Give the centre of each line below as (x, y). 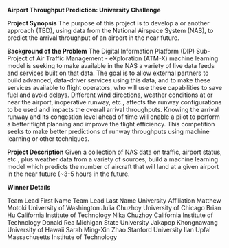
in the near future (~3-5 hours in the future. (68, 174)
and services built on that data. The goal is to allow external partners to (108, 73)
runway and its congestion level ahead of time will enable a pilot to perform (113, 117)
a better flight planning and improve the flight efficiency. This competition (111, 124)
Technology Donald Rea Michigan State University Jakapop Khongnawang (112, 222)
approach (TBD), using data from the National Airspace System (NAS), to (110, 31)
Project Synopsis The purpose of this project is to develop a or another (108, 23)
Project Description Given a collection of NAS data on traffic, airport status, (115, 152)
